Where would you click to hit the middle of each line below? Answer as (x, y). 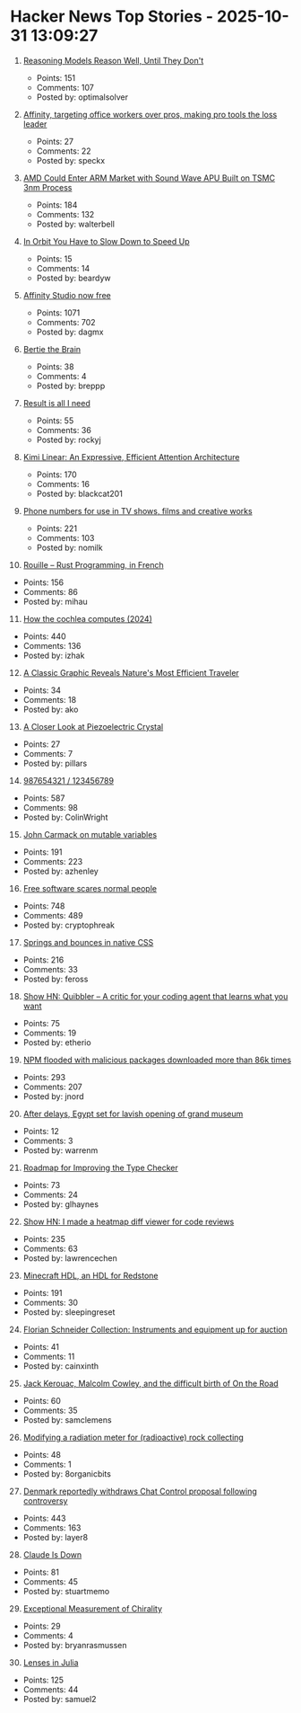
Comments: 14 (63, 268)
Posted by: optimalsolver (82, 97)
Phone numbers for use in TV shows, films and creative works (138, 510)
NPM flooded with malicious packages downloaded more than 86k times (157, 1060)
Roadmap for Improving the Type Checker (100, 1167)
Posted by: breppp (71, 386)
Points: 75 (42, 1023)
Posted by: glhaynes (61, 1204)
